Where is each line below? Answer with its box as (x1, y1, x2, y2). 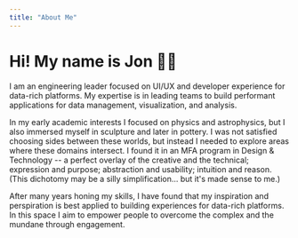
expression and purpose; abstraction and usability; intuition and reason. (9, 163, 273, 174)
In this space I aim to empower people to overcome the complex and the (9, 210, 274, 220)
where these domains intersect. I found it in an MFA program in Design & (9, 145, 275, 155)
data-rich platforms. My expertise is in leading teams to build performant (9, 90, 276, 100)
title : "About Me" (9, 12, 77, 22)
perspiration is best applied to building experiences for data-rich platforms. (9, 200, 285, 210)
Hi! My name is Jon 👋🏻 (9, 51, 178, 71)
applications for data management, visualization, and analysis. (9, 99, 238, 110)
